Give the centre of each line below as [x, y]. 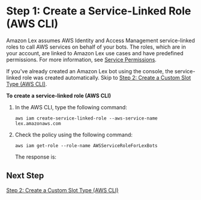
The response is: [36, 157]
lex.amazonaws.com [38, 123]
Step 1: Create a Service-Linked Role [99, 11]
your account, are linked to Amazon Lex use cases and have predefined [95, 53]
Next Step [25, 176]
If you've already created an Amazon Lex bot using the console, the [90, 71]
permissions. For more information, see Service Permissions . [82, 59]
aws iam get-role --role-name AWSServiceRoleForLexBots [86, 145]
